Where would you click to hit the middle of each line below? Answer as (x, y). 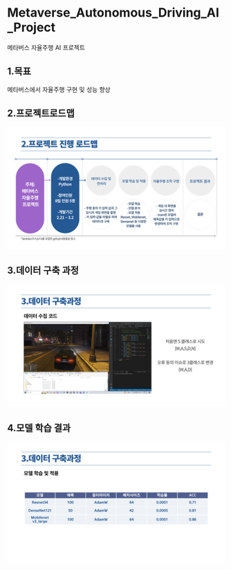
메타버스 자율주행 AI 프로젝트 (46, 47)
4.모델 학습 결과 (39, 428)
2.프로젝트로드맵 (41, 113)
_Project (31, 27)
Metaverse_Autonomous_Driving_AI (113, 13)
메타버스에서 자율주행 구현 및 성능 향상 (59, 89)
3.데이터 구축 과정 (43, 270)
